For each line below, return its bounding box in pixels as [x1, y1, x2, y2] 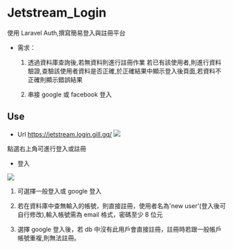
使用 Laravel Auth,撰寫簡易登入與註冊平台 [7, 28, 126, 37]
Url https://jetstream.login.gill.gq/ [17, 130, 112, 138]
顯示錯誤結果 [46, 75, 83, 84]
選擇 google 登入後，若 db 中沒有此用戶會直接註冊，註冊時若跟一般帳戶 [17, 225, 222, 233]
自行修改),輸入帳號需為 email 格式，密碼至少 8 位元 [17, 210, 163, 218]
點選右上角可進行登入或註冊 [7, 144, 87, 153]
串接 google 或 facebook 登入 [27, 90, 112, 98]
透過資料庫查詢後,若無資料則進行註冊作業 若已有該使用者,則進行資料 [27, 58, 222, 67]
